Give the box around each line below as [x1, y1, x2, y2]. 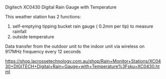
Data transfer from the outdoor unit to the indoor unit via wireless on [5, 43, 145, 49]
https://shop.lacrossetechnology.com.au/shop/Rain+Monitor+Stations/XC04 [5, 58, 162, 64]
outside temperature [12, 34, 55, 39]
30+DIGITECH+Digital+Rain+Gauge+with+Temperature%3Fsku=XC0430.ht [5, 64, 160, 69]
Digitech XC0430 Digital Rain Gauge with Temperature [5, 4, 117, 10]
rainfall [12, 29, 27, 34]
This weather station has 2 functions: [5, 14, 81, 19]
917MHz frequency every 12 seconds [5, 49, 81, 54]
